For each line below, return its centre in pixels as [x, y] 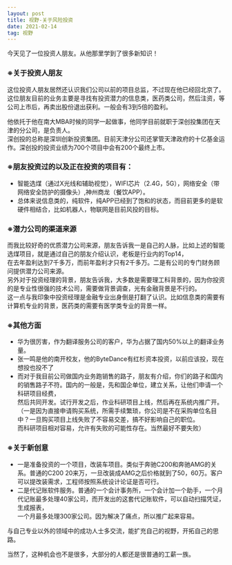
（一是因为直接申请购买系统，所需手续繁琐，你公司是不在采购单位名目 [117, 411]
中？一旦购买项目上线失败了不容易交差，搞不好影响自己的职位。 [108, 420]
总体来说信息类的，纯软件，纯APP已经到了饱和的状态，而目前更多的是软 [120, 201]
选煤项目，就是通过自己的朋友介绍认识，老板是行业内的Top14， [97, 254]
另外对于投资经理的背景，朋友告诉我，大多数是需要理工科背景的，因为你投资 [116, 280]
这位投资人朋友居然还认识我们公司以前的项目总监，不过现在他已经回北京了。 [116, 89]
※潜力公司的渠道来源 [42, 229]
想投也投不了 [35, 368]
